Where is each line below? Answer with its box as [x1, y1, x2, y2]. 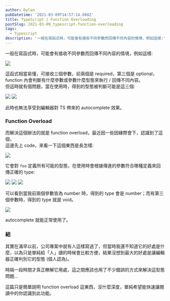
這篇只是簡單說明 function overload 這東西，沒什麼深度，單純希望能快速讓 [5, 284, 160, 290]
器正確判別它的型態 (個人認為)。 [5, 256, 72, 262]
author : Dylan [5, 7, 35, 13]
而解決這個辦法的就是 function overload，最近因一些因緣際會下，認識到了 [5, 130, 158, 136]
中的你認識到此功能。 [9, 290, 54, 296]
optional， [136, 71, 157, 77]
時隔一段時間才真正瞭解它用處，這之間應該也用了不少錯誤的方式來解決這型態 [5, 267, 165, 273]
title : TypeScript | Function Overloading [5, 17, 96, 22]
